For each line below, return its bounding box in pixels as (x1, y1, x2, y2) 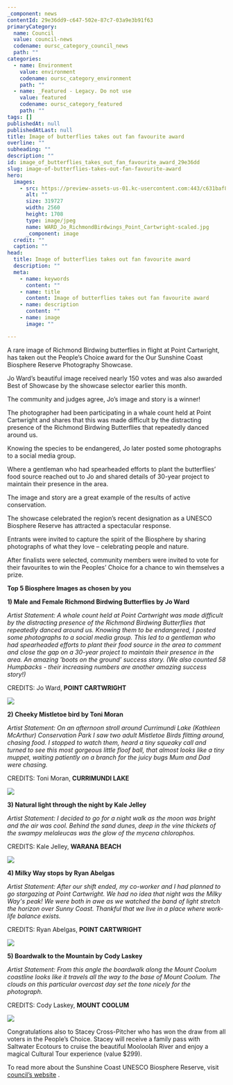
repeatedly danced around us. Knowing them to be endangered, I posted (7, 625, 216, 634)
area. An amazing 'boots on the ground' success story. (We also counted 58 (7, 655, 226, 664)
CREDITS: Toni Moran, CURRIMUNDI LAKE (7, 773, 130, 782)
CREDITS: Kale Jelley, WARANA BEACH (7, 842, 121, 851)
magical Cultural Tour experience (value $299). (7, 1050, 142, 1058)
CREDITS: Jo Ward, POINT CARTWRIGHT (7, 683, 127, 692)
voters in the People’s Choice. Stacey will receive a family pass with (7, 1034, 201, 1043)
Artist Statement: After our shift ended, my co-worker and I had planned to (7, 882, 221, 890)
